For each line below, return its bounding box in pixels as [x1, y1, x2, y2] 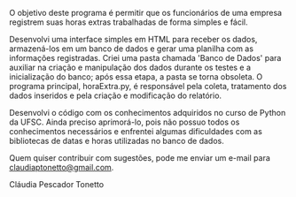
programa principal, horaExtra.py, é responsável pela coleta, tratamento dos [9, 81, 287, 91]
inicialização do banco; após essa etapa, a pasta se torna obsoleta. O [9, 72, 263, 82]
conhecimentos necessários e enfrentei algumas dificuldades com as [9, 126, 263, 136]
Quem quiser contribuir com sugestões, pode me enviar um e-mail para [9, 153, 270, 163]
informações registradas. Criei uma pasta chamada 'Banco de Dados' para [9, 53, 282, 63]
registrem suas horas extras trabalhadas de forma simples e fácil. [9, 17, 248, 27]
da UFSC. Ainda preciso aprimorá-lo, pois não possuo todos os [9, 117, 240, 127]
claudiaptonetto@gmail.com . [9, 163, 114, 172]
